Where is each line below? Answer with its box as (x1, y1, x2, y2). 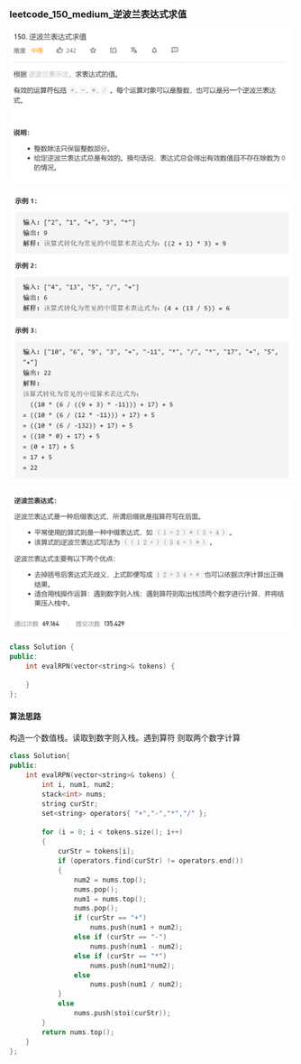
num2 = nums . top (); (73, 875, 147, 884)
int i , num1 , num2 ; (41, 781, 115, 790)
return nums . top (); (41, 1027, 115, 1037)
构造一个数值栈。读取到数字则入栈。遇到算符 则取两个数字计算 (9, 733, 241, 744)
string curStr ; (41, 799, 99, 809)
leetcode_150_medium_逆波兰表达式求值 (9, 7, 187, 20)
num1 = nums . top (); (73, 894, 147, 903)
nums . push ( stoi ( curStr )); (73, 1009, 171, 1018)
